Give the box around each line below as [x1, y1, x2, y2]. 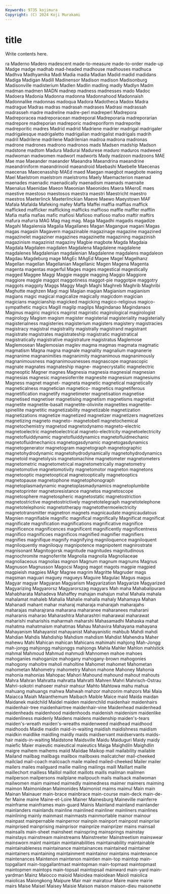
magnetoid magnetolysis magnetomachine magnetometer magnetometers [5, 456, 160, 462]
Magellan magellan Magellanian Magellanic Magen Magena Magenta [5, 261, 149, 267]
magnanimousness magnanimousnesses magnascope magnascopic [5, 358, 148, 365]
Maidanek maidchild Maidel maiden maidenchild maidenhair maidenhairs [5, 699, 157, 705]
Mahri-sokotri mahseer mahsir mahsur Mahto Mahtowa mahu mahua [5, 683, 149, 689]
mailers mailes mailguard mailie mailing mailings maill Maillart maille [5, 764, 147, 770]
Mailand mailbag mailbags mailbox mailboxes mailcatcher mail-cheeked [5, 753, 155, 759]
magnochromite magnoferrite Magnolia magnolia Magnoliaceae [5, 553, 138, 559]
